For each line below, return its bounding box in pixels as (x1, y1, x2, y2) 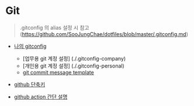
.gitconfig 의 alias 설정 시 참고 (19, 24, 89, 31)
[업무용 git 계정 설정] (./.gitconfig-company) (22, 55, 126, 62)
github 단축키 (13, 80, 46, 88)
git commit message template (22, 69, 94, 76)
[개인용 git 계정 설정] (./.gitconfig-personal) (22, 62, 125, 69)
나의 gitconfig (13, 43, 47, 50)
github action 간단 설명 (13, 93, 68, 100)
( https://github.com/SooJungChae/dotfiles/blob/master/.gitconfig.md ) (19, 30, 188, 37)
